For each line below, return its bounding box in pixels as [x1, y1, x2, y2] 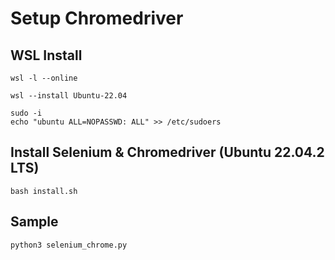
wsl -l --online [10, 73, 78, 83]
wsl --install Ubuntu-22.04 [10, 91, 128, 101]
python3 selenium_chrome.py [10, 240, 128, 250]
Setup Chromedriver [10, 7, 184, 30]
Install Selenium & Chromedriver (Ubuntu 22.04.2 [10, 144, 325, 161]
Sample [10, 213, 59, 231]
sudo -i [10, 108, 43, 118]
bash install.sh [10, 186, 78, 196]
